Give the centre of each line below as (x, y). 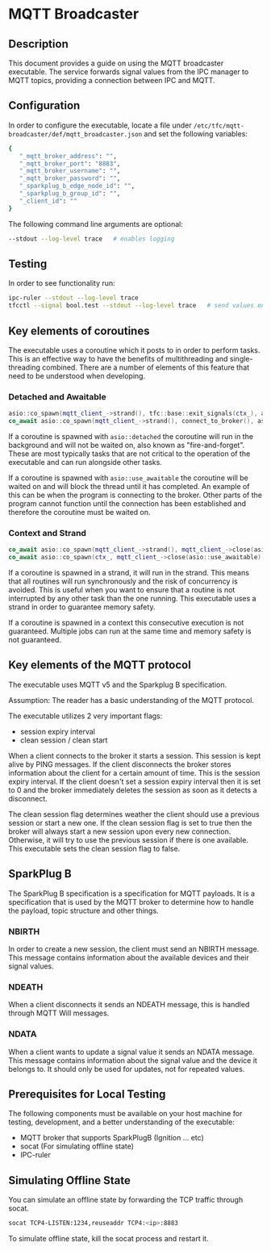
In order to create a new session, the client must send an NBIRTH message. (134, 948)
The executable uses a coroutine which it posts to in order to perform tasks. (134, 350)
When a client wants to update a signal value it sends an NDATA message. (131, 1052)
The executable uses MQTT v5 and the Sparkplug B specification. (118, 684)
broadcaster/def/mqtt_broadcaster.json (75, 134)
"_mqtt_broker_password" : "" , (70, 178)
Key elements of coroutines (79, 331)
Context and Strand (48, 533)
